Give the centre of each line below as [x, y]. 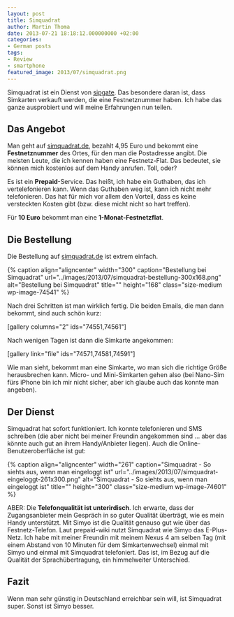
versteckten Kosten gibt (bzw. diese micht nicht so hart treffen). [99, 204]
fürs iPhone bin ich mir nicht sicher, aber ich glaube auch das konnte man [113, 383]
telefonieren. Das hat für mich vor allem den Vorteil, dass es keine [102, 197]
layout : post [26, 14]
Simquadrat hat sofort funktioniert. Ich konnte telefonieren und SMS [105, 428]
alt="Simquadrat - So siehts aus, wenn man [145, 479]
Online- [190, 443]
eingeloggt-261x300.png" [44, 479]
